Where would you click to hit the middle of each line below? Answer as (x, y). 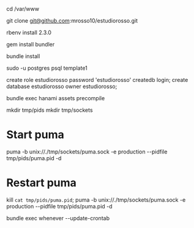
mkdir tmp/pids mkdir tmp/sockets (50, 110)
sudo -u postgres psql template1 (47, 68)
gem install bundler (31, 44)
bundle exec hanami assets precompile (56, 98)
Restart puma (41, 183)
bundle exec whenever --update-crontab (58, 218)
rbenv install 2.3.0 (29, 32)
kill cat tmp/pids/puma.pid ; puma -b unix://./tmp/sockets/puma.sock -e (96, 200)
